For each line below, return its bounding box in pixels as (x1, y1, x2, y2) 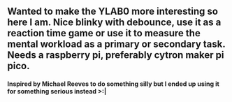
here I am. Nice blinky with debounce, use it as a (7, 17, 222, 29)
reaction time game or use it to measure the (7, 27, 201, 39)
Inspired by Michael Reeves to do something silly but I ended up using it (7, 80, 220, 88)
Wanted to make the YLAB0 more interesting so (7, 6, 219, 17)
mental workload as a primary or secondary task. (7, 38, 226, 50)
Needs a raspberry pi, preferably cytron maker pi (7, 49, 224, 61)
